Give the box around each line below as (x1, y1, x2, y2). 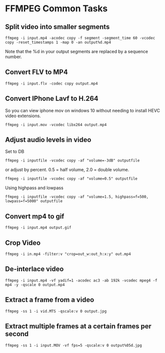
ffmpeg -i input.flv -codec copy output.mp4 (5, 81, 98, 86)
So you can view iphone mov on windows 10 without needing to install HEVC (5, 107, 160, 113)
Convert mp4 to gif (5, 212, 65, 221)
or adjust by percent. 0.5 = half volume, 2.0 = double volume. (5, 167, 130, 173)
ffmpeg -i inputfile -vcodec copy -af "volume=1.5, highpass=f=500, (5, 194, 149, 199)
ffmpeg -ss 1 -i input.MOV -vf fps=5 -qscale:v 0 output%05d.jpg (5, 343, 142, 348)
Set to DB (5, 149, 25, 155)
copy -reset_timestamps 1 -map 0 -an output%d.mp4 (5, 40, 111, 45)
